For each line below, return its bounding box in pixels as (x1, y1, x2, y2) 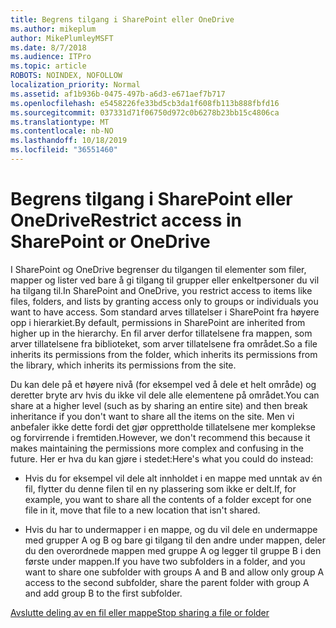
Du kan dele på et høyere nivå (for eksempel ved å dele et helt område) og (10, 378, 317, 390)
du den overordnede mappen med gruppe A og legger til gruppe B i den (24, 544, 322, 556)
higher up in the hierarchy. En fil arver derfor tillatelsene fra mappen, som (10, 327, 313, 339)
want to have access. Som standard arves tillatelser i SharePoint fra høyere (10, 306, 320, 318)
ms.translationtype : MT (10, 117, 110, 127)
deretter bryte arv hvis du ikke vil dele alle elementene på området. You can (10, 389, 320, 401)
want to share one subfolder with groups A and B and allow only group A (24, 566, 325, 578)
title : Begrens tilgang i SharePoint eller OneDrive (10, 14, 235, 25)
